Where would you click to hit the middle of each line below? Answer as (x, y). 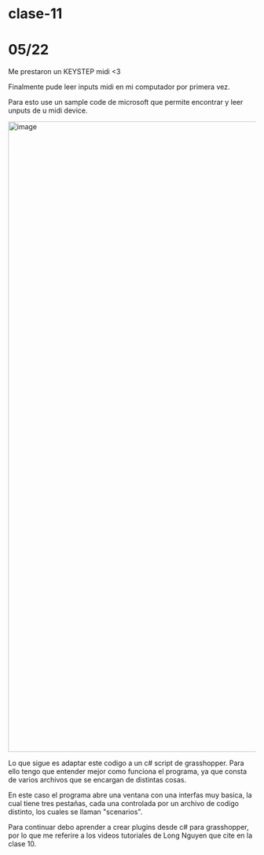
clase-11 (35, 14)
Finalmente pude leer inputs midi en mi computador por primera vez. (119, 87)
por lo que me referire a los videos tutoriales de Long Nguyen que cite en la (130, 835)
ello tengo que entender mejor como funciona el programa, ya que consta (128, 771)
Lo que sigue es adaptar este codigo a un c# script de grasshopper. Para (126, 763)
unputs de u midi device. (48, 110)
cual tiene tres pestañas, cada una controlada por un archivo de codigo (124, 804)
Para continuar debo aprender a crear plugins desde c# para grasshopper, (128, 827)
